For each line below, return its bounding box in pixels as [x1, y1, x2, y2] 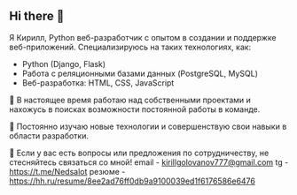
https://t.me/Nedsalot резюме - [9, 166, 126, 176]
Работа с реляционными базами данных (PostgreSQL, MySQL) [21, 68, 259, 79]
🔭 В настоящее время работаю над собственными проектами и [9, 94, 251, 105]
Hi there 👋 [9, 9, 65, 24]
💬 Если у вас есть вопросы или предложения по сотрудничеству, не [9, 147, 270, 158]
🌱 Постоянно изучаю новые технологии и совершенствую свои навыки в [9, 121, 287, 131]
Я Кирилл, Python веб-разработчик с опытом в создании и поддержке [9, 32, 277, 42]
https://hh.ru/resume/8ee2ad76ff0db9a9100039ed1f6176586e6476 [9, 176, 255, 186]
